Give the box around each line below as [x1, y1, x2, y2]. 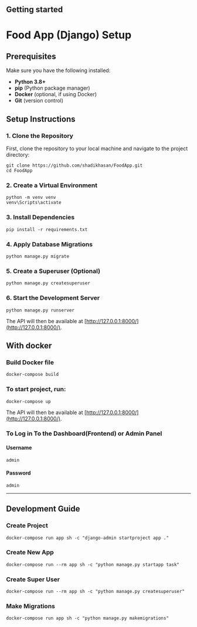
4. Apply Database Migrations [6, 240, 93, 248]
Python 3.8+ [14, 79, 46, 86]
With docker [6, 340, 52, 351]
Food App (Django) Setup [6, 28, 132, 42]
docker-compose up [6, 398, 51, 404]
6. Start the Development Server [6, 294, 100, 302]
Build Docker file [6, 358, 55, 366]
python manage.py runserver [6, 307, 75, 313]
